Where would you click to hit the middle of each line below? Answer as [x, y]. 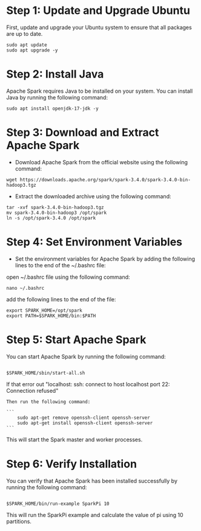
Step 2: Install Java [55, 74]
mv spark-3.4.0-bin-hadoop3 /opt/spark [57, 213]
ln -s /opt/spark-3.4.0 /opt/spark [51, 218]
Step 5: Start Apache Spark [76, 339]
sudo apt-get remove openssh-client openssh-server [84, 418]
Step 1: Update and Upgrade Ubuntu [98, 11]
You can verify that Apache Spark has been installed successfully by [92, 481]
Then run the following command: [48, 402]
